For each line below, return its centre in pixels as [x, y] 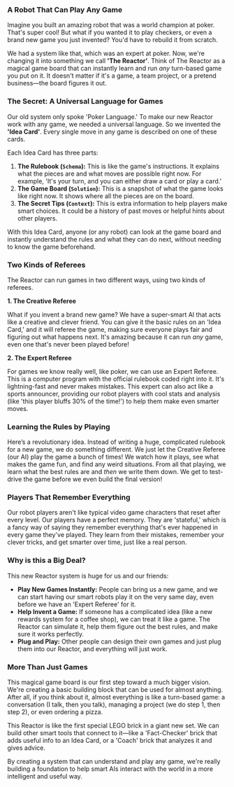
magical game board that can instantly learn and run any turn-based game [115, 69]
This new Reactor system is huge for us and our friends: [88, 576]
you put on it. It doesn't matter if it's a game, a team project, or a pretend [112, 76]
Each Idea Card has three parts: [53, 153]
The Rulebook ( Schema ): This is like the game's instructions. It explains [118, 166]
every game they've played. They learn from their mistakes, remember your [116, 535]
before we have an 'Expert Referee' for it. [76, 604]
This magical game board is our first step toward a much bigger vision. [109, 682]
